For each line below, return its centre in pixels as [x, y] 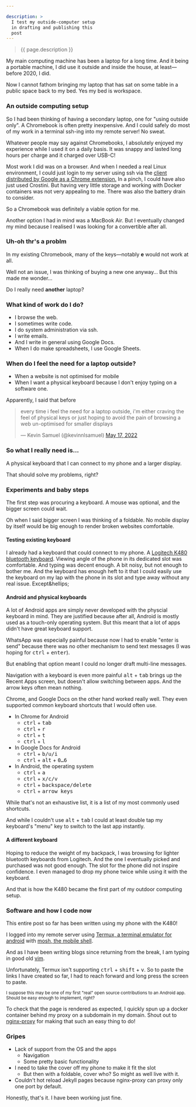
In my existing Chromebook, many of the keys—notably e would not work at [97, 254]
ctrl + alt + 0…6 [45, 760]
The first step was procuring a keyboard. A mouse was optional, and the [93, 503]
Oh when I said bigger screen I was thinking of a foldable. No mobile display [98, 520]
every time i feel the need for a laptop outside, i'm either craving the [102, 412]
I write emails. [31, 336]
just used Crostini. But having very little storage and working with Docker [94, 185]
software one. [31, 389]
